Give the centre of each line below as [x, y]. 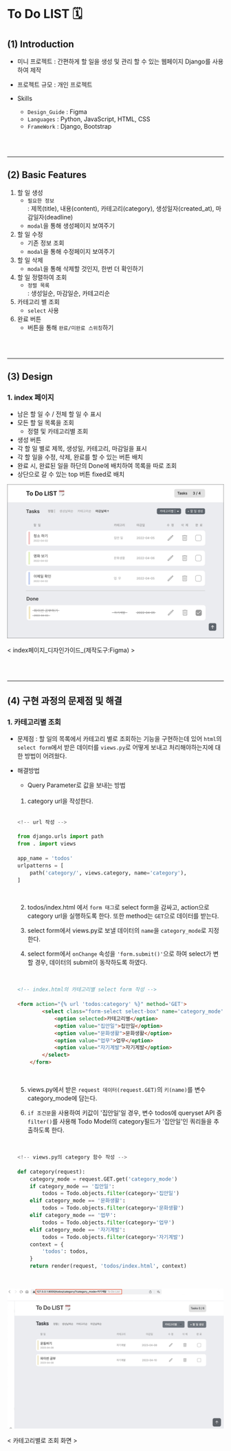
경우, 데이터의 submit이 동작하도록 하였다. [91, 963]
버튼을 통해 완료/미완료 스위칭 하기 [70, 327]
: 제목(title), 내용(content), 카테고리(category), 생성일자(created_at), [121, 208]
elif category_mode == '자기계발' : [78, 1229]
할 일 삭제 [30, 260]
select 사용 [43, 310]
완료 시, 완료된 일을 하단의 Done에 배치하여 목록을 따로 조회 [97, 465]
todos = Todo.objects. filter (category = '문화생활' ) [113, 1208]
